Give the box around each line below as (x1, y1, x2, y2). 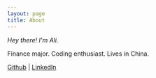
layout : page (7, 10, 45, 17)
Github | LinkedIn (7, 63, 57, 71)
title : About (7, 17, 45, 24)
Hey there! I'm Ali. (7, 36, 59, 44)
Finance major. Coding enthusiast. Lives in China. (7, 49, 150, 58)
